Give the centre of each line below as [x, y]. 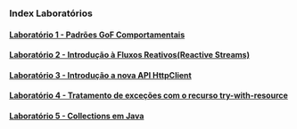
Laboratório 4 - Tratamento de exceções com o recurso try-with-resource [148, 95]
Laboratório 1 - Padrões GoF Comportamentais [97, 35]
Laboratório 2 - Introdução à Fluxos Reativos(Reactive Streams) [129, 55]
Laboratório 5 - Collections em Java [77, 116]
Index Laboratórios [51, 13]
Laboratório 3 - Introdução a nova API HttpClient [100, 75]
